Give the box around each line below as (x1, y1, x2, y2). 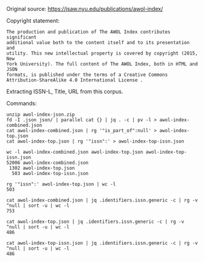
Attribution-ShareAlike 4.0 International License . (6, 77, 144, 83)
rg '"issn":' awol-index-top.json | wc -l (6, 181, 116, 187)
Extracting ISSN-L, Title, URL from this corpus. (6, 88, 123, 95)
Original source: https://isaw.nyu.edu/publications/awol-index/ (6, 6, 163, 12)
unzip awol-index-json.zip (6, 111, 75, 118)
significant (6, 34, 37, 40)
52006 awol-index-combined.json (6, 160, 89, 166)
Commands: (6, 100, 37, 107)
